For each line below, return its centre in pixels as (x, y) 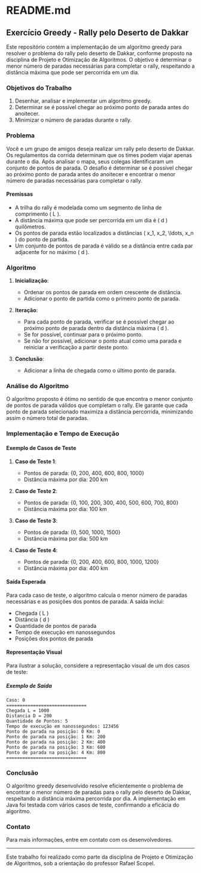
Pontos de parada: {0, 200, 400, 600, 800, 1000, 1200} (92, 561)
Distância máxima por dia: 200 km (66, 479)
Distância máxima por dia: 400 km (66, 568)
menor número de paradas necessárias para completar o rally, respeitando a (100, 66)
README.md (39, 10)
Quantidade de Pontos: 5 (37, 721)
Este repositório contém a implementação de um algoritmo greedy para (94, 47)
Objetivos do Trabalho (39, 87)
